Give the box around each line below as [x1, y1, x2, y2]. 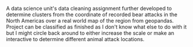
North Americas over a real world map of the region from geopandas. [6, 17, 174, 24]
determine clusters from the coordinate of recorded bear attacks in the [6, 11, 178, 18]
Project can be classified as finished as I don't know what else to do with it [6, 23, 187, 30]
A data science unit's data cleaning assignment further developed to [6, 5, 172, 12]
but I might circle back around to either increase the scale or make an [6, 30, 175, 37]
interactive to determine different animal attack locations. [6, 36, 145, 42]
